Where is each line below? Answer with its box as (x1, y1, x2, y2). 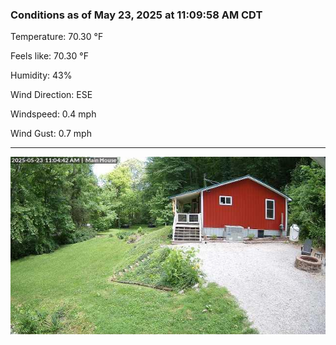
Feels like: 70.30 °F (10, 50, 89, 62)
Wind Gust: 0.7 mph (10, 128, 92, 140)
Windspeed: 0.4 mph (10, 108, 97, 120)
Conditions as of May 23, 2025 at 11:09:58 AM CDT (10, 8, 263, 22)
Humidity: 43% (10, 69, 73, 82)
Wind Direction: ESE (10, 89, 93, 101)
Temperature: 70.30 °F (10, 31, 104, 43)
